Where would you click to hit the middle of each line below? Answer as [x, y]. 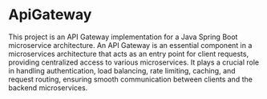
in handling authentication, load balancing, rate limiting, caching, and [122, 70]
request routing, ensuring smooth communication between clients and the [130, 79]
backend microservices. [48, 87]
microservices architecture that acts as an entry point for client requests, [129, 53]
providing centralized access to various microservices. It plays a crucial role [133, 62]
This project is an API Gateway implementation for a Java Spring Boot [123, 37]
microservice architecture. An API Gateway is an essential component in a [130, 45]
